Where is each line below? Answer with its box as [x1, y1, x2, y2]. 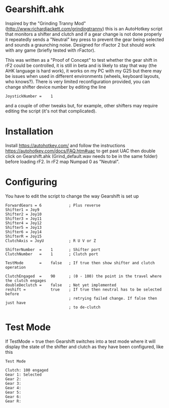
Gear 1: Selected [5, 372, 42, 377]
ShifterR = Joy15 [5, 234, 42, 239]
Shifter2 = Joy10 [5, 212, 42, 217]
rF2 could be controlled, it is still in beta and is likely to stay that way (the [5, 62, 157, 68]
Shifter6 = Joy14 [5, 229, 42, 234]
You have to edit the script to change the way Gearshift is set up [5, 193, 139, 199]
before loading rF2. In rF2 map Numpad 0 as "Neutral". [5, 158, 120, 165]
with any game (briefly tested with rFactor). [5, 47, 96, 53]
